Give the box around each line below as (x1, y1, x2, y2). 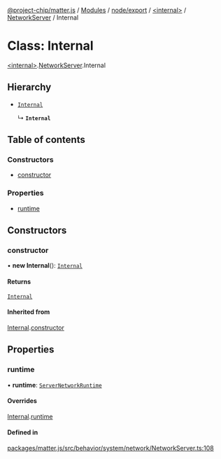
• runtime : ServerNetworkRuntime (7, 381, 103, 389)
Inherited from (7, 308, 50, 316)
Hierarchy (7, 81, 52, 93)
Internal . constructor (7, 323, 64, 331)
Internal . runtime (7, 412, 53, 420)
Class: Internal (7, 38, 94, 54)
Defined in (7, 428, 38, 437)
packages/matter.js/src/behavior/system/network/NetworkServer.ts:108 (7, 444, 215, 452)
